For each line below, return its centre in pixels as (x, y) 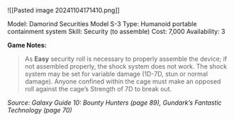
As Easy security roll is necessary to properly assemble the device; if (126, 59)
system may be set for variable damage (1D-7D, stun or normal (116, 74)
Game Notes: (27, 45)
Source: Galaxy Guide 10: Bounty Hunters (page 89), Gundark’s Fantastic (115, 103)
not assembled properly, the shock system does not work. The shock (126, 66)
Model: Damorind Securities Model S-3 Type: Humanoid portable (102, 24)
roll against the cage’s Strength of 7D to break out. (98, 89)
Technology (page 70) (40, 110)
